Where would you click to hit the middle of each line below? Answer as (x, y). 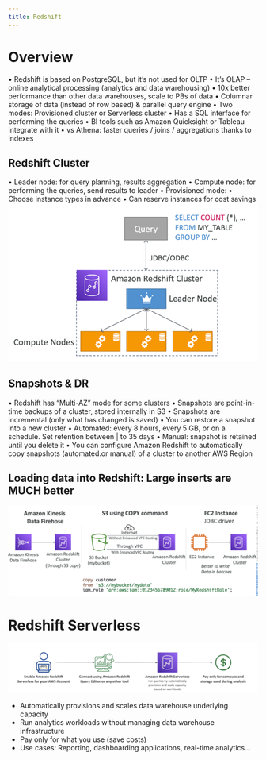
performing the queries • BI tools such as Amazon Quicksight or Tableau (127, 121)
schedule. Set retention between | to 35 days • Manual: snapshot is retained (133, 436)
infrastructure (42, 731)
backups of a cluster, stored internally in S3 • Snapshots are (122, 411)
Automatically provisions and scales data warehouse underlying (124, 706)
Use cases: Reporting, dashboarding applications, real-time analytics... (135, 748)
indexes (21, 138)
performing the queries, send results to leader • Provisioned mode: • (120, 191)
